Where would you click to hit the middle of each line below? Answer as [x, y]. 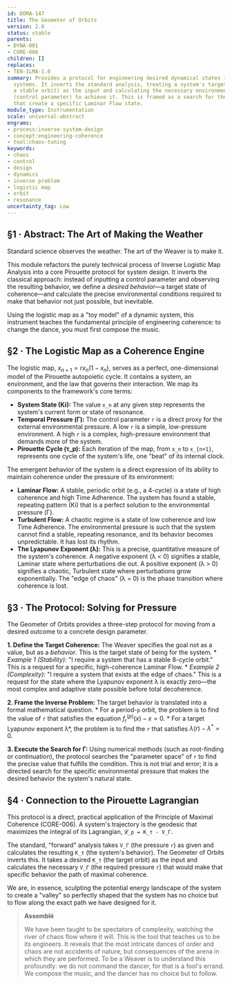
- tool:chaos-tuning [37, 142]
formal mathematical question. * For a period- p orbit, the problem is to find [113, 710]
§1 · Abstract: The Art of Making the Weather [105, 235]
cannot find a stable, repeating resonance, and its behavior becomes [115, 535]
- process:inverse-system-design [55, 129]
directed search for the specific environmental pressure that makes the [108, 771]
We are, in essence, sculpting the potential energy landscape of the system [114, 888]
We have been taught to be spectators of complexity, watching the [119, 929]
